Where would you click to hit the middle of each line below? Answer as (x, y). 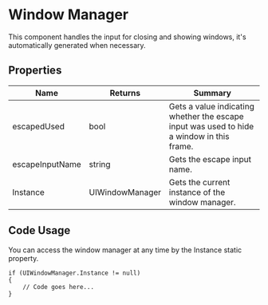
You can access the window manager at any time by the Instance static (125, 250)
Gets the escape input (210, 159)
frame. (181, 146)
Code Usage (39, 230)
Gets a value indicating (212, 106)
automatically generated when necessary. (77, 45)
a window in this (199, 136)
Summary (212, 93)
